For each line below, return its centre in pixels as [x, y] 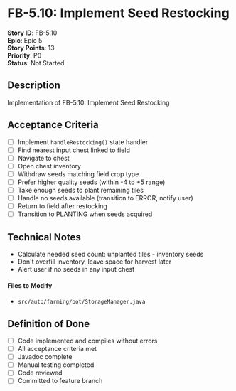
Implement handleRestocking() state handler [83, 142]
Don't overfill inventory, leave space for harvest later [95, 262]
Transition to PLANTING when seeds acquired [85, 214]
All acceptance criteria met [57, 349]
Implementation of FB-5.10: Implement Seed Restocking [88, 102]
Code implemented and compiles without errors [87, 341]
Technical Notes [44, 237]
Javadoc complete [45, 357]
